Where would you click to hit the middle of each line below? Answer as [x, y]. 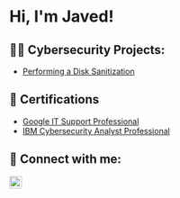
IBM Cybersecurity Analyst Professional [96, 130]
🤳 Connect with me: [65, 159]
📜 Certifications [54, 99]
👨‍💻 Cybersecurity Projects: [87, 50]
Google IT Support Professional [81, 121]
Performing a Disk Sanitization [78, 71]
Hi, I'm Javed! [62, 17]
